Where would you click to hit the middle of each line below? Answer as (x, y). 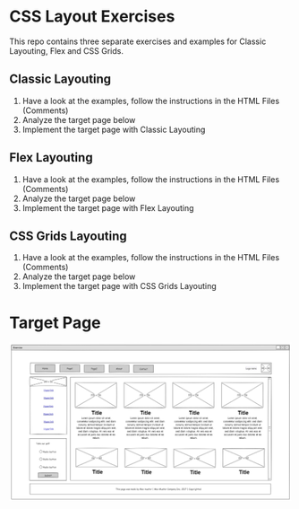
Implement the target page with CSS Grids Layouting (119, 286)
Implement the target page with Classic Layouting (114, 129)
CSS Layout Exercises (92, 17)
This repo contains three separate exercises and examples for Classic (138, 41)
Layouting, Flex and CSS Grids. (66, 50)
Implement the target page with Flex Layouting (108, 207)
